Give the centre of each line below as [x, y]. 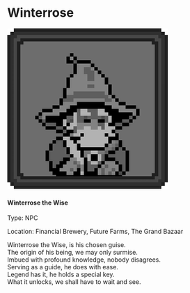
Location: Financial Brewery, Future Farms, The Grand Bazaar [95, 232]
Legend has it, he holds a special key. [61, 275]
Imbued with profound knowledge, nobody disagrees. [84, 260]
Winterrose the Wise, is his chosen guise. [67, 245]
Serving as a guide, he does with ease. [63, 267]
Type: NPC [23, 218]
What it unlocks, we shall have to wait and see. [74, 282]
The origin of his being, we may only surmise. [72, 253]
